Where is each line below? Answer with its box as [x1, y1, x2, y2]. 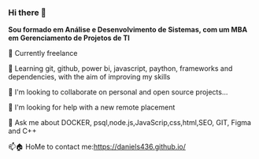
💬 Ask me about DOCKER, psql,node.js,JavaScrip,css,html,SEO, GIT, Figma [8, 118, 252, 128]
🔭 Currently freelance [8, 49, 78, 58]
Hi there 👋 [8, 7, 47, 18]
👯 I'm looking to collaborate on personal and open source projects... [8, 87, 228, 97]
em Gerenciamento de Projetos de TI [8, 33, 130, 43]
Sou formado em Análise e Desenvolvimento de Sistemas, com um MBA [8, 25, 248, 35]
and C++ [8, 126, 37, 136]
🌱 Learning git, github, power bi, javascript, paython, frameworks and [8, 64, 233, 73]
